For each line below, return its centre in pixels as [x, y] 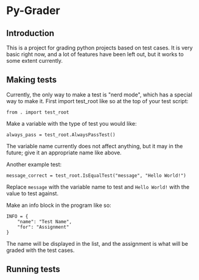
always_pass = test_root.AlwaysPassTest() [61, 135]
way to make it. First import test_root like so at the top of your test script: [97, 101]
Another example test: [34, 164]
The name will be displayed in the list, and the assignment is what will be [97, 243]
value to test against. [33, 193]
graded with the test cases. [40, 250]
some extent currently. [34, 61]
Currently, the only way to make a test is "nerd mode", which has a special [100, 95]
